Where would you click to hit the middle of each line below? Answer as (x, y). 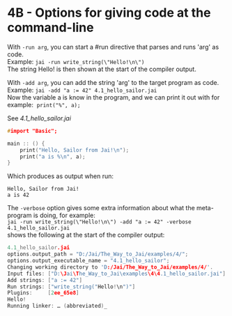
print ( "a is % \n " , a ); (53, 157)
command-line (51, 27)
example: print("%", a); (44, 104)
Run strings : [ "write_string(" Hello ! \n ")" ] (71, 287)
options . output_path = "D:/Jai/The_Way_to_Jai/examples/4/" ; (98, 254)
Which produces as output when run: (60, 176)
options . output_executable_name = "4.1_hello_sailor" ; (88, 261)
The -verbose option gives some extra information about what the (101, 208)
